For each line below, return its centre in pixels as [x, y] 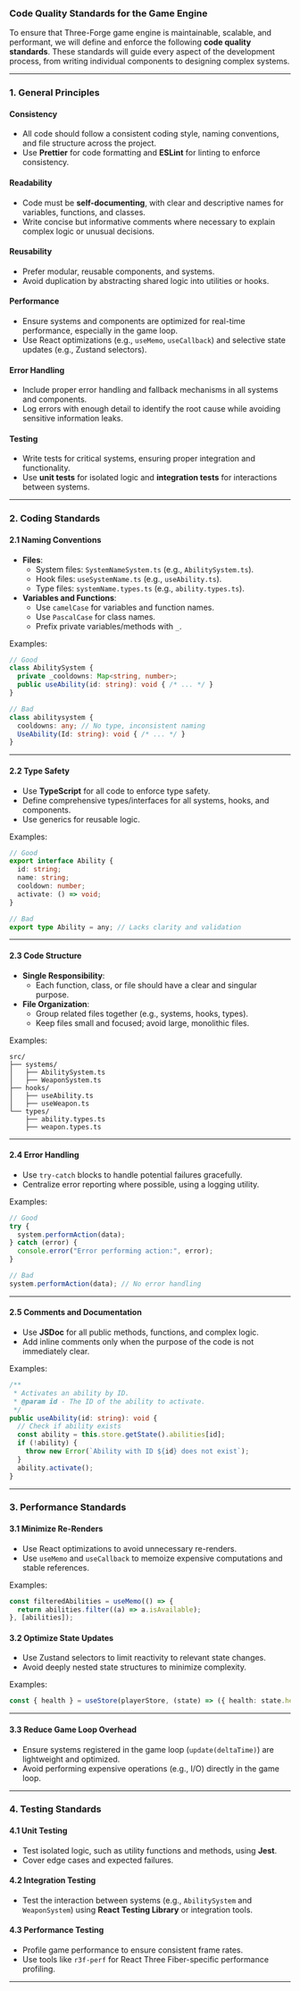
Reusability [31, 252]
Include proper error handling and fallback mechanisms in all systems [150, 390]
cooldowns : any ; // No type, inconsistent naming [111, 726]
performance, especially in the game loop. [100, 331]
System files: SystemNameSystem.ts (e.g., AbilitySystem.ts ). [145, 569]
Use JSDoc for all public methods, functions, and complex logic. [140, 1332]
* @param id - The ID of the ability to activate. [109, 1401]
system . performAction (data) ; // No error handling [105, 1284]
